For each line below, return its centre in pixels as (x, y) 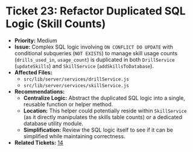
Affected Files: (33, 72)
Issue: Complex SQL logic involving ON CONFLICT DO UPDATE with (93, 47)
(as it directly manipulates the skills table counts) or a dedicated (103, 117)
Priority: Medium (36, 40)
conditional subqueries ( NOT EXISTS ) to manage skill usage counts (96, 53)
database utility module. (53, 123)
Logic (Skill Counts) (56, 24)
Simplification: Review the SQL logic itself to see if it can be (98, 130)
